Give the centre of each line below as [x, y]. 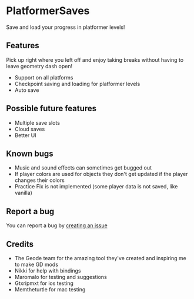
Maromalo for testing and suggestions [61, 277]
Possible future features [51, 109]
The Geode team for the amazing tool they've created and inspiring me [100, 258]
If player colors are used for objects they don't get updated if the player [101, 174]
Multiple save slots [37, 122]
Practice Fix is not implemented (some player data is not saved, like [96, 187]
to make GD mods [36, 264]
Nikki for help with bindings [48, 271]
